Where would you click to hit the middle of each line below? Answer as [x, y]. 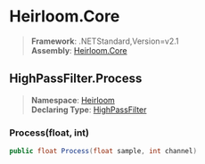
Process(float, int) [49, 133]
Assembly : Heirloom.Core [79, 50]
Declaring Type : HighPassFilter [89, 110]
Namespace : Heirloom [73, 100]
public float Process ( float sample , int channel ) [103, 152]
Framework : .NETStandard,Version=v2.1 [105, 41]
